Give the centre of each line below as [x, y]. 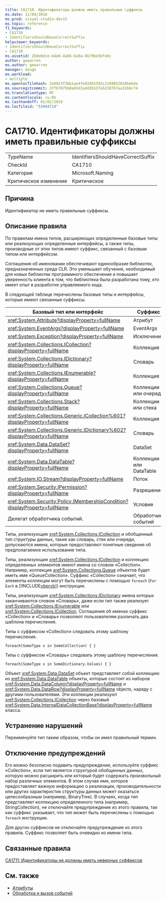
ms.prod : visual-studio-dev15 [36, 19]
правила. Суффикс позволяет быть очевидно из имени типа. [69, 833]
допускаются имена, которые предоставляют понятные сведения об [78, 544]
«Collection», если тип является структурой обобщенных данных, [75, 771]
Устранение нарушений [44, 726]
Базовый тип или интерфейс [68, 312]
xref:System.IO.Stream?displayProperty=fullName [65, 479]
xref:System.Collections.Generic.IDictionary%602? [67, 430]
